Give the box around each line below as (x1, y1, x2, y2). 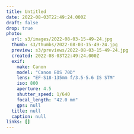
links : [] (6, 119, 31, 125)
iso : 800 (17, 81, 39, 87)
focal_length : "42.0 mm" (17, 97, 78, 103)
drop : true (6, 25, 33, 31)
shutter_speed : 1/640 (17, 91, 70, 97)
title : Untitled (6, 8, 46, 15)
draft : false (6, 20, 39, 25)
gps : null (17, 102, 42, 109)
